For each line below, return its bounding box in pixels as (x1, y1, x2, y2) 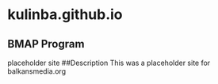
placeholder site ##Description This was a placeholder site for (7, 58, 211, 67)
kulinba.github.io (7, 6, 124, 24)
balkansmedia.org (7, 67, 67, 76)
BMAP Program (7, 37, 85, 51)
